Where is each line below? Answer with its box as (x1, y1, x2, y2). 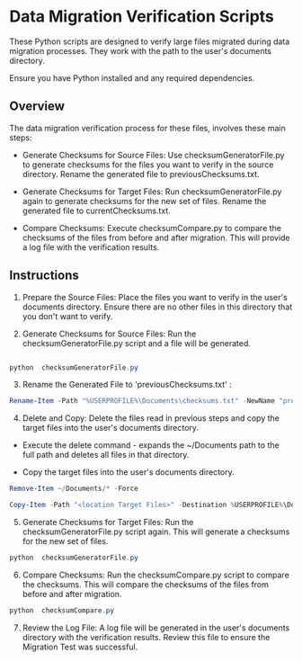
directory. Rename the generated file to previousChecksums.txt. (22, 168, 260, 179)
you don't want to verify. (22, 310, 113, 321)
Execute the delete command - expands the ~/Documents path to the (22, 440, 280, 451)
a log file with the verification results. (22, 241, 160, 253)
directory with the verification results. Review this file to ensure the (22, 631, 271, 642)
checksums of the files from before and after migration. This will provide (22, 232, 290, 243)
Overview (9, 99, 66, 114)
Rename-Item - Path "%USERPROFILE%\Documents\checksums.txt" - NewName (9, 397, 276, 406)
